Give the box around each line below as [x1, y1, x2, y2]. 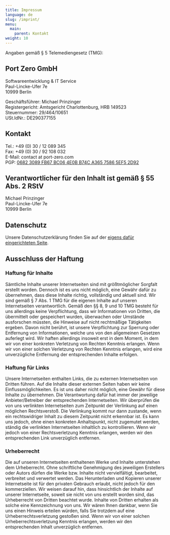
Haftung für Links [5, 364, 49, 371]
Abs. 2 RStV [5, 181, 44, 191]
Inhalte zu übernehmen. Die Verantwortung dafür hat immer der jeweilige [5, 392, 158, 398]
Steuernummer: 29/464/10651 [5, 109, 69, 115]
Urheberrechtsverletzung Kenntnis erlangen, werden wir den [5, 519, 132, 525]
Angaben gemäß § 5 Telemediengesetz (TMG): [5, 49, 104, 56]
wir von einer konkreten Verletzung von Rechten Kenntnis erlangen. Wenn [5, 340, 160, 347]
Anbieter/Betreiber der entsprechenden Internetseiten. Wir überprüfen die [5, 397, 160, 403]
